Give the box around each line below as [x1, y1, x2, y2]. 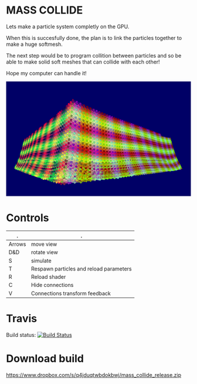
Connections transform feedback [31, 289, 111, 297]
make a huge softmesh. [6, 41, 63, 48]
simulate [31, 257, 52, 264]
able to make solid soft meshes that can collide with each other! [6, 58, 160, 65]
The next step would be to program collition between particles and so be [6, 52, 182, 59]
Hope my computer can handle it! [6, 69, 87, 76]
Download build [6, 352, 84, 365]
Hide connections [31, 282, 74, 289]
